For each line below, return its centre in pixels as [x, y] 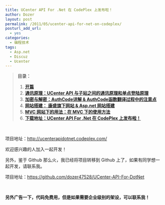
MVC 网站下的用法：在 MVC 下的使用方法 [68, 112]
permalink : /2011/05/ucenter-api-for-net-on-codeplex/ [63, 24]
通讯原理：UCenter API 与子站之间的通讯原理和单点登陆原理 [87, 93]
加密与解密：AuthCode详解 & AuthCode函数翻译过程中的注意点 [90, 99]
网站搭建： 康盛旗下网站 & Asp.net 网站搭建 [70, 106]
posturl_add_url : [23, 29]
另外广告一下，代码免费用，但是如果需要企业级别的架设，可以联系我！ [77, 197]
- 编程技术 [19, 43]
